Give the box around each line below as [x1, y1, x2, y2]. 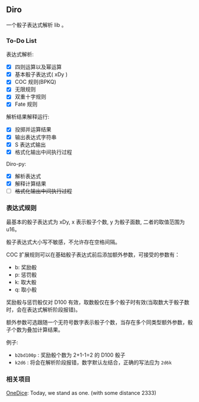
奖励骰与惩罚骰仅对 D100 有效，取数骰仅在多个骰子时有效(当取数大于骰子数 [6, 299, 190, 306]
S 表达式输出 [14, 141, 46, 148]
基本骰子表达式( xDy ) [14, 71, 68, 78]
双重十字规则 [14, 93, 46, 100]
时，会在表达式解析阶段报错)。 [6, 306, 81, 313]
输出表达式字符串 [14, 133, 57, 140]
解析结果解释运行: [6, 113, 50, 121]
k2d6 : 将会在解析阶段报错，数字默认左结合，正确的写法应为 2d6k [14, 359, 172, 366]
